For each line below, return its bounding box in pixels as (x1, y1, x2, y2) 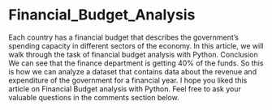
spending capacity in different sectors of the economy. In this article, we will (8, 40, 264, 50)
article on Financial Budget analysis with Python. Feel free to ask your (8, 83, 241, 94)
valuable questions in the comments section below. (8, 92, 180, 102)
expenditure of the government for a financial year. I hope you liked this (8, 75, 248, 85)
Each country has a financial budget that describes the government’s (8, 32, 240, 42)
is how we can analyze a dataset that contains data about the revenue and (8, 66, 257, 76)
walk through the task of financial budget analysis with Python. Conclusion (8, 49, 258, 59)
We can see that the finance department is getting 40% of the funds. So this (8, 58, 264, 68)
